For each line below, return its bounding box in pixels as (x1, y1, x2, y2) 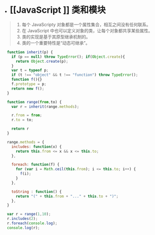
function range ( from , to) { (7, 99, 62, 104)
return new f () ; (11, 86, 45, 91)
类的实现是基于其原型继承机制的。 (21, 34, 91, 40)
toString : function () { (11, 189, 62, 194)
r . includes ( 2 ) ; (7, 216, 38, 221)
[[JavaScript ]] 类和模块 (9, 4, 106, 16)
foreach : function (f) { (11, 162, 60, 167)
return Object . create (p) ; (15, 59, 68, 64)
